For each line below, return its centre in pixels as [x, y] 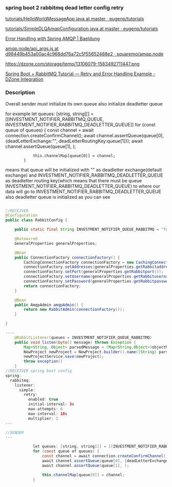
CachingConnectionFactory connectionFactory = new [79, 262]
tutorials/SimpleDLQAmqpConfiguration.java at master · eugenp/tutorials [82, 29]
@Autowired [26, 239]
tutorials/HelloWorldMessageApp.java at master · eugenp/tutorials [75, 19]
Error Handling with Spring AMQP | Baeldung [52, 39]
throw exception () [43, 362]
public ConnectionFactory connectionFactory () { [67, 258]
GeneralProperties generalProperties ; [56, 243]
